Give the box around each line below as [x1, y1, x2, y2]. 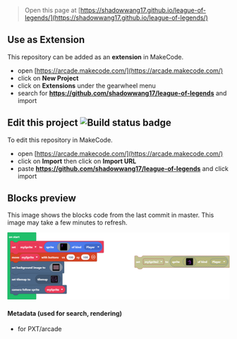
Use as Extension [7, 34, 85, 46]
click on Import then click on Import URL [17, 157, 137, 165]
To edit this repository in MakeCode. [7, 136, 113, 144]
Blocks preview [7, 192, 76, 204]
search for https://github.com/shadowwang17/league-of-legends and [17, 88, 227, 97]
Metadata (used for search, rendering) [7, 309, 122, 317]
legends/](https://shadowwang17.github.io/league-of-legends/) [24, 13, 208, 22]
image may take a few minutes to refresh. [7, 218, 128, 227]
